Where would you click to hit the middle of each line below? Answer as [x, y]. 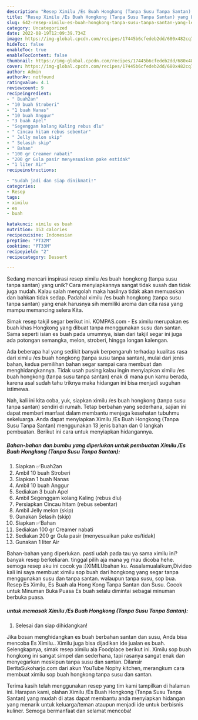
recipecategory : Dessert [37, 257]
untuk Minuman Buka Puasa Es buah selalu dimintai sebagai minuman [91, 591]
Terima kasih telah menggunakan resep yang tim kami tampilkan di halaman [98, 686]
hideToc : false [25, 45]
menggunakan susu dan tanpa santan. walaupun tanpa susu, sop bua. [92, 579]
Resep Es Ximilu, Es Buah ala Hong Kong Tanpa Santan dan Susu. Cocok [95, 585]
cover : [15, 66]
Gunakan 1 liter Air [37, 542]
